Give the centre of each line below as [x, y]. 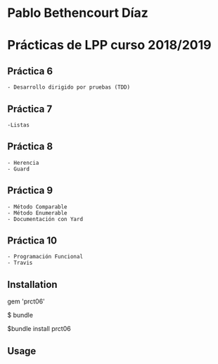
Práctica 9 [30, 190]
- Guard [19, 169]
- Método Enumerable [38, 213]
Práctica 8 [30, 147]
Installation [32, 284]
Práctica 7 [30, 109]
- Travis [20, 263]
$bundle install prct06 [39, 329]
